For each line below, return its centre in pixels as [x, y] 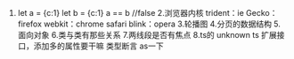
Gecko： [262, 13]
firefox [30, 24]
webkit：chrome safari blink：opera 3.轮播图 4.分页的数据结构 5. [162, 24]
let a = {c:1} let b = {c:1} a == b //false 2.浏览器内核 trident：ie [131, 13]
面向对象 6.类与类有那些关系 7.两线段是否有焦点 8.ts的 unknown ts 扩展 [147, 35]
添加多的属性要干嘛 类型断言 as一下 [98, 46]
